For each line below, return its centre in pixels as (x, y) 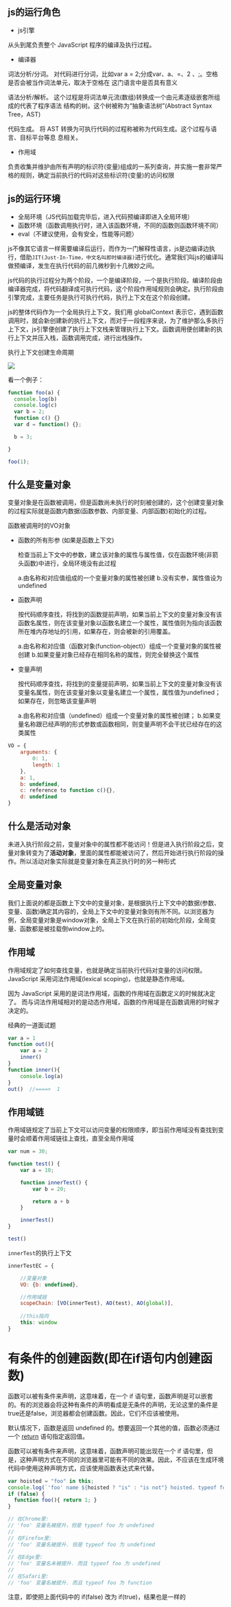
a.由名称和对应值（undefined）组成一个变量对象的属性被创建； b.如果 (116, 716)
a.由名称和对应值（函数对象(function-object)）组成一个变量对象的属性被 (119, 646)
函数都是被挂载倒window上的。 (64, 928)
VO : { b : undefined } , (49, 1285)
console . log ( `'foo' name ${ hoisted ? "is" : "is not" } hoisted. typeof (112, 1488)
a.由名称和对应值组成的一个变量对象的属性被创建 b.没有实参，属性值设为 (120, 578)
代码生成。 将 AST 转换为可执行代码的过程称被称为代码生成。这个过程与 (109, 128)
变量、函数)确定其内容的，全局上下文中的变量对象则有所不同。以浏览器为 (111, 911)
